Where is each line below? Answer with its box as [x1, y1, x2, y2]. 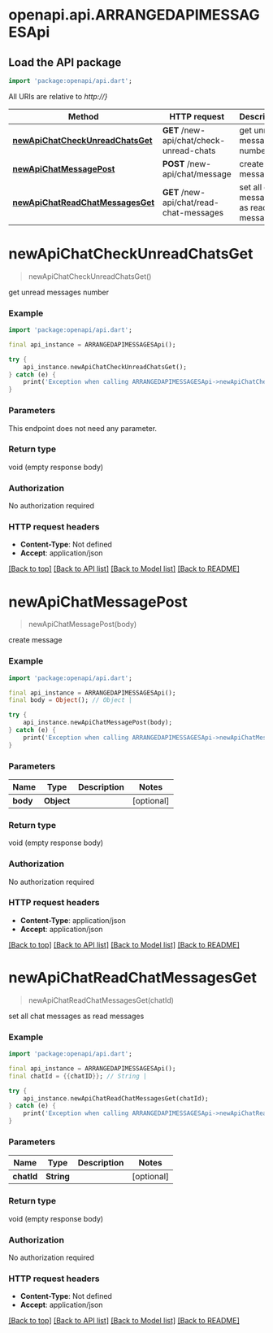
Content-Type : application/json [19, 915, 126, 925]
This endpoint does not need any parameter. [8, 423, 157, 433]
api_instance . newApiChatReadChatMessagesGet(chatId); [23, 1094, 209, 1103]
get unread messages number [8, 287, 110, 297]
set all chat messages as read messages [8, 1011, 145, 1021]
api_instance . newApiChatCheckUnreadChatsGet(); [23, 363, 187, 371]
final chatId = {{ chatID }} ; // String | [8, 1072, 148, 1080]
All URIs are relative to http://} [8, 91, 108, 101]
